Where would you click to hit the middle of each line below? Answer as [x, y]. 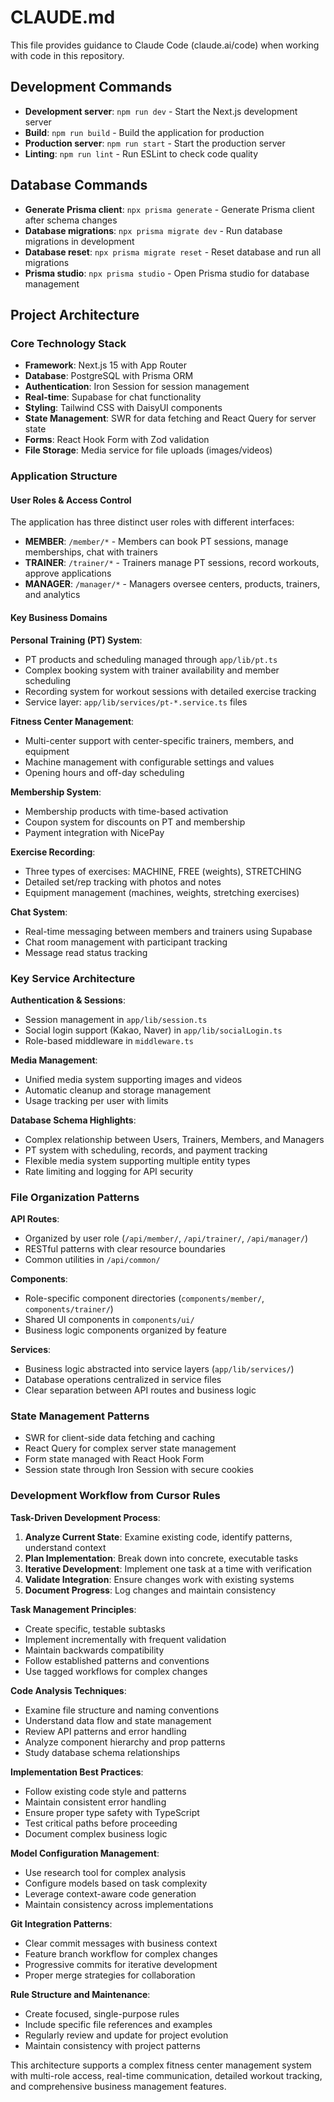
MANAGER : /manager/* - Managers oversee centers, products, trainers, [172, 584]
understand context [65, 1547]
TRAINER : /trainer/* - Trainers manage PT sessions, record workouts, [172, 563]
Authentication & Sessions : [68, 1000]
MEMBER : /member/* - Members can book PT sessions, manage [156, 542]
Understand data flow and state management [118, 1720]
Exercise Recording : [53, 852]
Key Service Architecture [73, 978]
